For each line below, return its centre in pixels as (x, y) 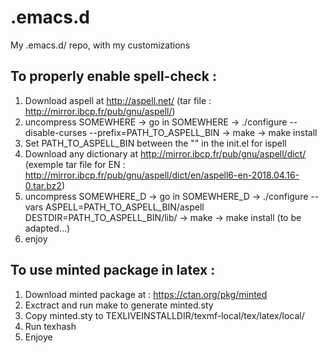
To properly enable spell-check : (113, 76)
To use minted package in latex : (113, 270)
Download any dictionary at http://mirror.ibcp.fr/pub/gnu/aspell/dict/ (165, 153)
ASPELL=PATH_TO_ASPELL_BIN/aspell (125, 207)
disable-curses (56, 132)
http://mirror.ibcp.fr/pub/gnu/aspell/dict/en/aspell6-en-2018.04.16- (162, 175)
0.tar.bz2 (43, 185)
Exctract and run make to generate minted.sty (119, 305)
